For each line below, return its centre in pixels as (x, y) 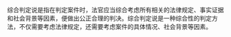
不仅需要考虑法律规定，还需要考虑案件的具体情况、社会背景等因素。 (115, 27)
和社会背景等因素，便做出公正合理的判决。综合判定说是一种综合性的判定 (109, 18)
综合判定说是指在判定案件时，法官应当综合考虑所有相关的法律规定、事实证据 (115, 10)
